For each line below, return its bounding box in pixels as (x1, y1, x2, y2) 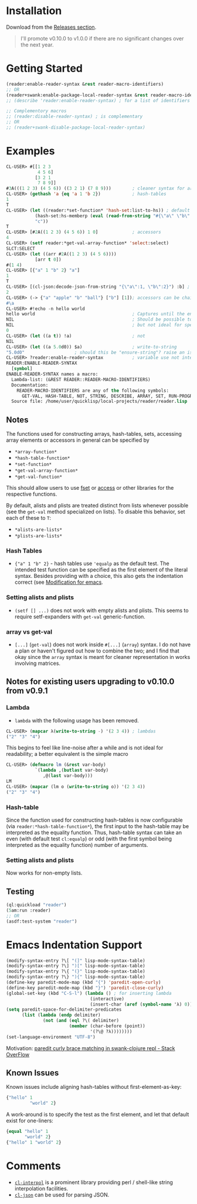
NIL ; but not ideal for (6, 322, 182, 328)
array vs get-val (6, 627, 53, 635)
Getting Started (6, 62, 83, 75)
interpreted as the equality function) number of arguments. (6, 842, 148, 848)
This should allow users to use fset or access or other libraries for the (6, 485, 174, 492)
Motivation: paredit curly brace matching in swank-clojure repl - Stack (6, 1044, 175, 1052)
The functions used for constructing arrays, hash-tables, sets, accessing (6, 431, 182, 438)
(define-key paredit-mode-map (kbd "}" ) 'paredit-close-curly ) (6, 985, 164, 991)
